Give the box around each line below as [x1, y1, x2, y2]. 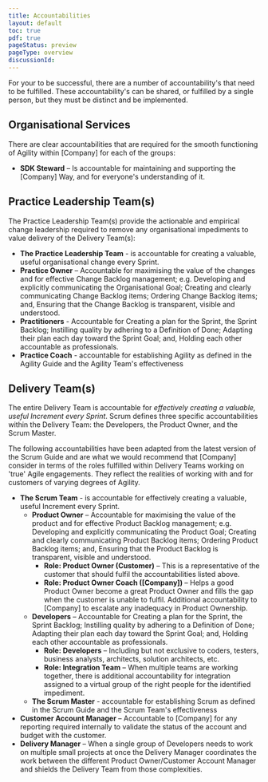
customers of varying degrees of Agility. [8, 478, 141, 488]
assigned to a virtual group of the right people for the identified [43, 680, 251, 689]
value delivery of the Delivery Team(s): [8, 233, 136, 243]
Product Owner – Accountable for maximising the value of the [31, 510, 237, 519]
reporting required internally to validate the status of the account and [19, 722, 247, 732]
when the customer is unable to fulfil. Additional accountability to [43, 595, 258, 605]
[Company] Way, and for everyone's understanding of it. [19, 172, 206, 181]
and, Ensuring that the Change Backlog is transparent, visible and [19, 299, 235, 309]
